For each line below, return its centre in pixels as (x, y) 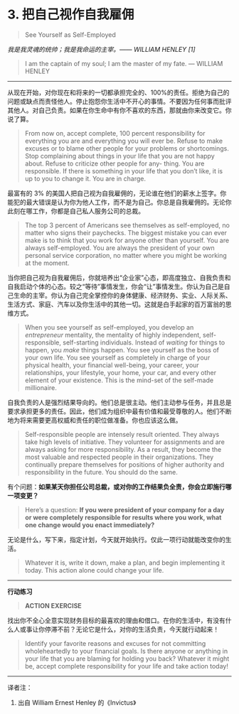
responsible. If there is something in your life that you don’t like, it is (123, 171)
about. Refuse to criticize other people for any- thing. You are (115, 163)
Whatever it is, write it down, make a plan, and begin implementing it (125, 563)
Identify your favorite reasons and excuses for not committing (115, 643)
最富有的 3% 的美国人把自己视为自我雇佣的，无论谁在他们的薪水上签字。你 (117, 193)
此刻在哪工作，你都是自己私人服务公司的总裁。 (76, 211)
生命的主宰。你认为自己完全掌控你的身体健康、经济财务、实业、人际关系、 (122, 295)
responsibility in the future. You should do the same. (101, 472)
